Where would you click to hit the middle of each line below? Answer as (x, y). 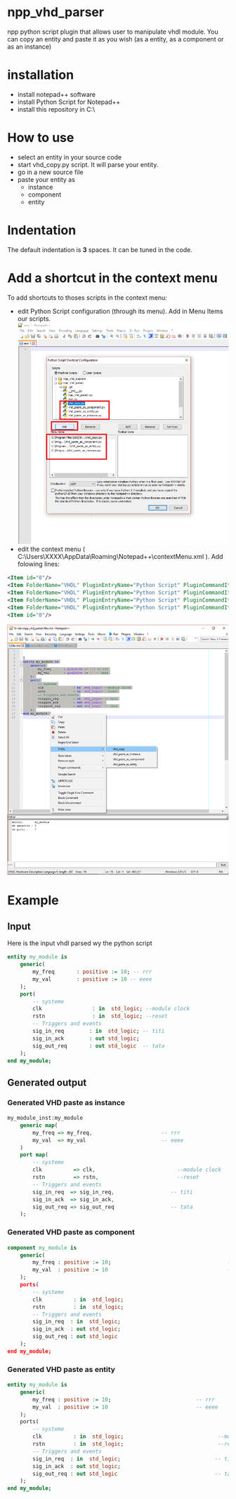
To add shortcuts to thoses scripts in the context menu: (87, 297)
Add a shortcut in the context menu (112, 278)
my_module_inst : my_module (45, 1118)
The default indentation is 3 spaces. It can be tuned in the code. (100, 249)
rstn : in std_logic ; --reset (100, 1016)
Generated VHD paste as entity (61, 1369)
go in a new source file (51, 172)
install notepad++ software (57, 94)
